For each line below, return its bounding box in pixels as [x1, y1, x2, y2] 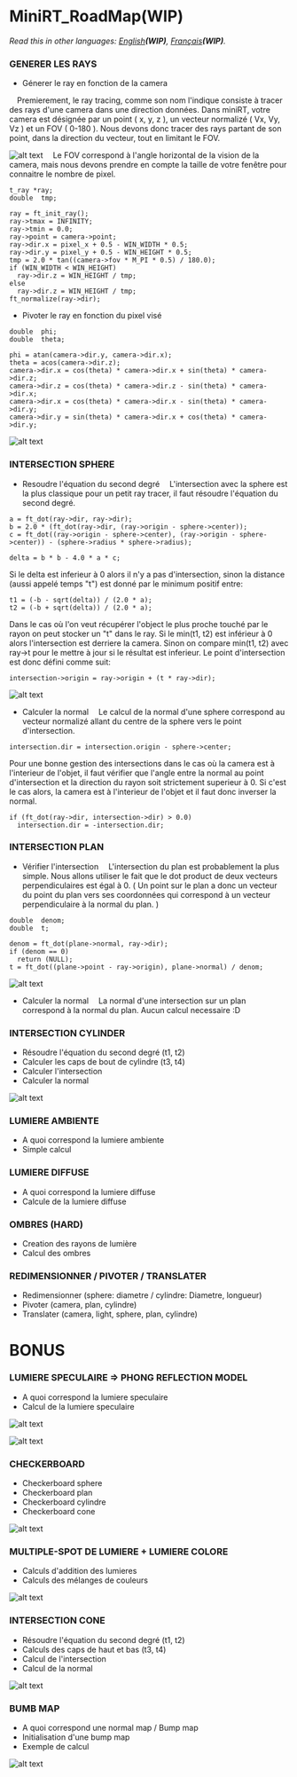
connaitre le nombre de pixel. [9, 169, 116, 179]
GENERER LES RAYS [9, 58, 98, 70]
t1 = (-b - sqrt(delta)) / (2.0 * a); [9, 595, 152, 604]
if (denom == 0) [9, 947, 69, 955]
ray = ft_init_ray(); [9, 209, 90, 218]
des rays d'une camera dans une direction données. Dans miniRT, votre [9, 105, 270, 115]
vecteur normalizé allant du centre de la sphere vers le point [21, 716, 242, 727]
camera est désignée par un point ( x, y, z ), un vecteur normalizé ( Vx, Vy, [9, 114, 281, 125]
